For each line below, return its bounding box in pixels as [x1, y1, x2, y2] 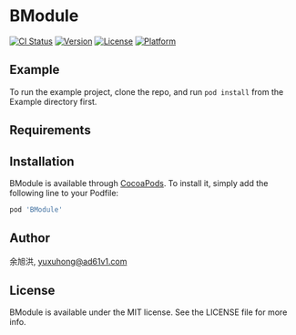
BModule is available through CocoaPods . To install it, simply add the [9, 177, 269, 188]
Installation [9, 153, 75, 169]
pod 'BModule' [9, 204, 64, 215]
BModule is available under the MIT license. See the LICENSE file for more [9, 307, 288, 318]
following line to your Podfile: [9, 187, 119, 198]
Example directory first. [9, 96, 97, 107]
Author [9, 230, 50, 246]
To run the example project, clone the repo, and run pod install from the [9, 86, 284, 97]
